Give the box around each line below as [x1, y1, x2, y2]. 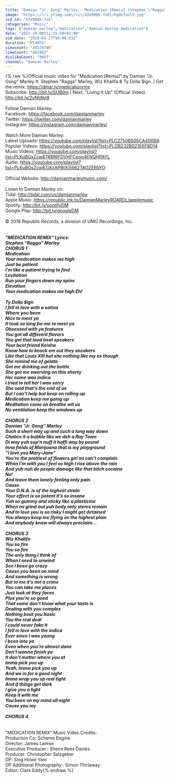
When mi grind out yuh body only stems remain [5, 503, 107, 510]
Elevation [5, 283, 26, 289]
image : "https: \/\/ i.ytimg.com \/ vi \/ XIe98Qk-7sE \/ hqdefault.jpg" [5, 12, 146, 17]
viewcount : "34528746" [5, 45, 53, 50]
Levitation [5, 272, 27, 279]
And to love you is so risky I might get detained [5, 509, 106, 515]
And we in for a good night [5, 671, 62, 677]
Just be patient [5, 261, 38, 267]
